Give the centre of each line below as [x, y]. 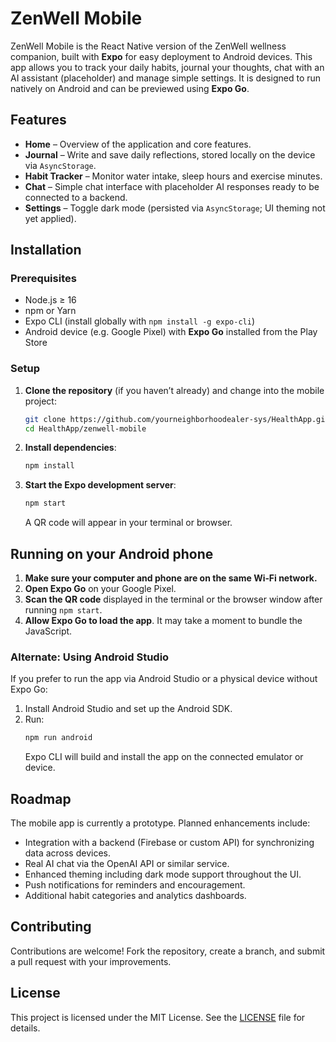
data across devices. [67, 853]
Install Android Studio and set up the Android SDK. [128, 709]
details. [25, 1028]
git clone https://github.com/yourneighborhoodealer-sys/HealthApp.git [177, 419]
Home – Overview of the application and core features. [138, 144]
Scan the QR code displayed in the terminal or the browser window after [173, 599]
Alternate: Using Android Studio [90, 657]
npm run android [58, 738]
